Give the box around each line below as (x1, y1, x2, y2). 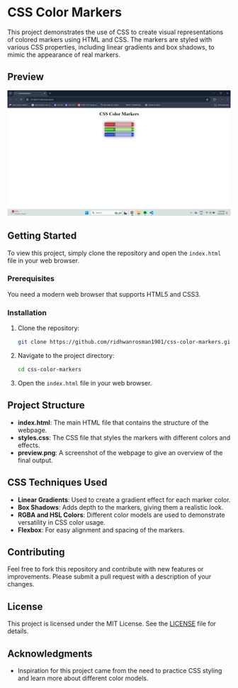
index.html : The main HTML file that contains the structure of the (17, 418, 209, 427)
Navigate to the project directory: (17, 351, 115, 360)
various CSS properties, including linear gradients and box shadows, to (7, 43, 215, 51)
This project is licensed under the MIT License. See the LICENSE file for (7, 619, 217, 628)
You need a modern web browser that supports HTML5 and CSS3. (7, 290, 201, 298)
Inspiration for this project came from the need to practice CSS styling (17, 666, 222, 675)
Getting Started (7, 230, 77, 242)
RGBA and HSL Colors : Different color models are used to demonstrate (17, 510, 225, 519)
